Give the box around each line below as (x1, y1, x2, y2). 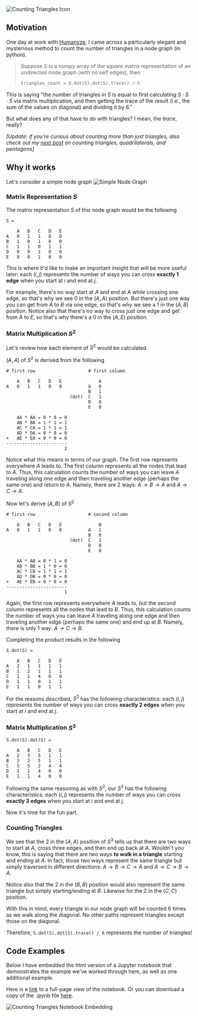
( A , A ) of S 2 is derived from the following (6, 356, 105, 363)
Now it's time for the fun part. (6, 808, 78, 816)
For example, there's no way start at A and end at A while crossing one (6, 288, 178, 295)
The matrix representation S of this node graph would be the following (6, 206, 177, 213)
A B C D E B (17, 521, 102, 528)
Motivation (6, 22, 47, 33)
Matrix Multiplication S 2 (6, 328, 76, 338)
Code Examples (6, 946, 65, 956)
